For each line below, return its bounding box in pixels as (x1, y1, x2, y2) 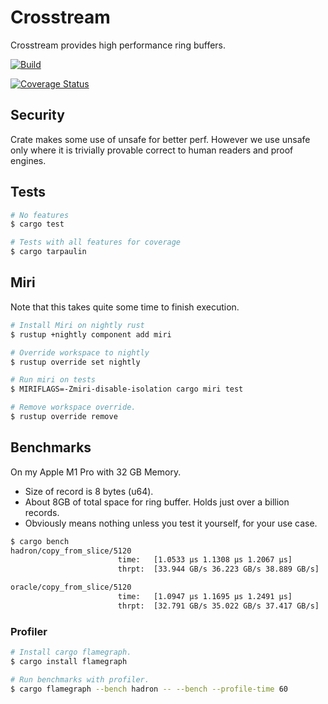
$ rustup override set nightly (10, 357, 141, 367)
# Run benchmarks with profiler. (10, 674, 150, 685)
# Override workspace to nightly (10, 347, 150, 358)
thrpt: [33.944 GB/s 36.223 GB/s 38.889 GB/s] (117, 564, 320, 575)
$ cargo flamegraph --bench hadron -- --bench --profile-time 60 (10, 684, 288, 694)
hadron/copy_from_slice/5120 (10, 546, 132, 556)
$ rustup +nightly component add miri (10, 329, 172, 340)
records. (24, 506, 60, 518)
